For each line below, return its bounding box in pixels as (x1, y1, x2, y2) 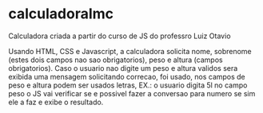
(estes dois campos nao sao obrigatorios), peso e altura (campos (8, 55, 223, 64)
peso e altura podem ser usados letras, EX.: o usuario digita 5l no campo (8, 80, 248, 90)
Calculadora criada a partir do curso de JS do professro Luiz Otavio (8, 31, 231, 41)
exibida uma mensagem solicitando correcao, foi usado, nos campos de (8, 72, 245, 81)
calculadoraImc (8, 5, 114, 23)
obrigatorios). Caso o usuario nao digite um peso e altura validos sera (8, 63, 238, 72)
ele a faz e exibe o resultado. (8, 97, 104, 107)
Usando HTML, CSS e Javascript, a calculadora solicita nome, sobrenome (8, 46, 252, 56)
